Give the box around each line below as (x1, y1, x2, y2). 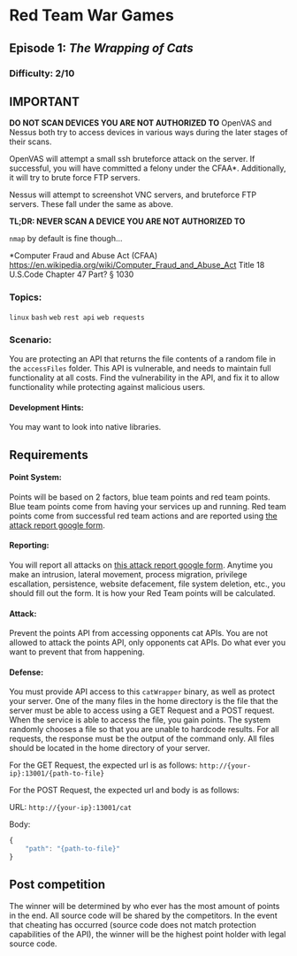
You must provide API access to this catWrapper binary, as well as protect (9, 686, 276, 697)
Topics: (9, 291, 42, 303)
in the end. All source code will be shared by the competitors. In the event (9, 910, 278, 921)
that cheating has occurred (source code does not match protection (9, 919, 256, 929)
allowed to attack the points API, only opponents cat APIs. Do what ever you (9, 638, 286, 648)
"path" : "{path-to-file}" (25, 845, 121, 853)
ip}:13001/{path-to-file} (9, 769, 104, 778)
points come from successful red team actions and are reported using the (9, 510, 278, 521)
